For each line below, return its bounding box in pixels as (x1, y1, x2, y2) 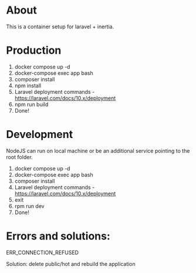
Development (6, 128, 73, 142)
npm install (14, 82, 42, 89)
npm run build (14, 101, 49, 108)
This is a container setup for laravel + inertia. (6, 23, 114, 30)
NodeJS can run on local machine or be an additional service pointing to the (6, 147, 190, 154)
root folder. (6, 153, 33, 160)
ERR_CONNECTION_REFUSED (6, 249, 79, 256)
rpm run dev (14, 202, 45, 209)
